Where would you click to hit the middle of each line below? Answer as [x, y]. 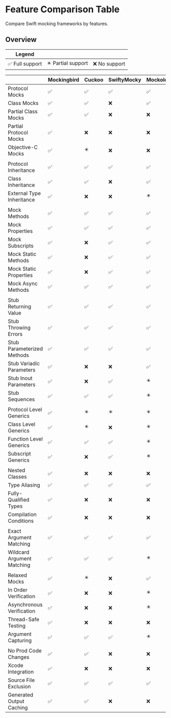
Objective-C [23, 147]
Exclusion [19, 686]
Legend [25, 54]
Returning [20, 307]
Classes [17, 476]
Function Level [25, 439]
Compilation [22, 514]
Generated [21, 694]
